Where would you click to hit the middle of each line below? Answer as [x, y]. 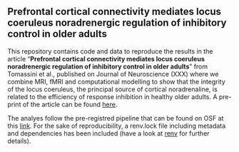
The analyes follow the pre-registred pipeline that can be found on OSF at [116, 118]
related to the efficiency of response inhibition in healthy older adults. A [112, 96]
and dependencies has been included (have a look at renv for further [108, 133]
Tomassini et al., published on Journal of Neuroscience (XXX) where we [113, 74]
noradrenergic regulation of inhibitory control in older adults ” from [108, 66]
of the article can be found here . [70, 104]
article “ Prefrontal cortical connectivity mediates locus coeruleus [106, 59]
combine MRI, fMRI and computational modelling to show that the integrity [117, 81]
